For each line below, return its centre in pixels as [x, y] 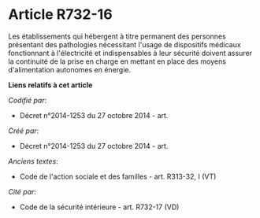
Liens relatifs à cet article [50, 85]
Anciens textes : [33, 161]
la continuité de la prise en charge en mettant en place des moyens [117, 61]
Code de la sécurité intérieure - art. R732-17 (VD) [99, 207]
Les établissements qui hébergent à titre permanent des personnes [117, 36]
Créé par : [24, 131]
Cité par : [22, 191]
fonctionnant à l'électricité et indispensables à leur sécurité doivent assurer [130, 53]
